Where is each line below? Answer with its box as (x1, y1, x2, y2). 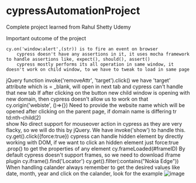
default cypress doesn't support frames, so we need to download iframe (6, 151, 181, 158)
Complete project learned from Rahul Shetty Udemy (6, 23, 131, 30)
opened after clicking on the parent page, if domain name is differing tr (6, 108, 177, 115)
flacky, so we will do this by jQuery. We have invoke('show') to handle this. (6, 126, 186, 133)
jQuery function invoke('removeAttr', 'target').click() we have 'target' (6, 77, 171, 84)
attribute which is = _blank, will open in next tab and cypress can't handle (6, 83, 183, 90)
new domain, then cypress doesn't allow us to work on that (6, 95, 149, 102)
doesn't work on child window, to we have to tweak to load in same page (6, 66, 190, 72)
